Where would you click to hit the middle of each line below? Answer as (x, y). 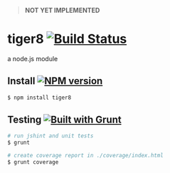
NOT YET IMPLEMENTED (62, 10)
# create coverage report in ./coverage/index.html (85, 156)
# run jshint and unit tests (51, 136)
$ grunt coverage (33, 162)
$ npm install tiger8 (39, 98)
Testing (25, 120)
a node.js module (33, 58)
